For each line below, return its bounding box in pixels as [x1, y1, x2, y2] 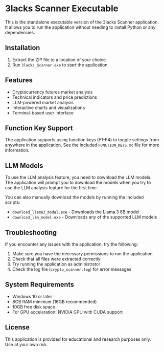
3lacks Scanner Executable [5, 3, 118, 14]
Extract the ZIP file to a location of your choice [12, 57, 106, 63]
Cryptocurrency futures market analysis [12, 89, 93, 95]
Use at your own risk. [5, 341, 48, 347]
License [5, 323, 30, 331]
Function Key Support [5, 124, 73, 132]
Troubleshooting [5, 228, 57, 237]
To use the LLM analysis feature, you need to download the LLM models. [5, 175, 152, 180]
